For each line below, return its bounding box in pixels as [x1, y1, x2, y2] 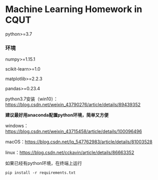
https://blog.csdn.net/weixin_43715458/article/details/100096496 [5, 129, 142, 135]
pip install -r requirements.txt [5, 170, 76, 175]
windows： [5, 123, 29, 129]
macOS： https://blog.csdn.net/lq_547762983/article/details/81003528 [5, 139, 153, 145]
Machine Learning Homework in [5, 4, 143, 15]
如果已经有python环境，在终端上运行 [5, 160, 82, 166]
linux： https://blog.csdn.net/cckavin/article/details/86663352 [5, 150, 134, 156]
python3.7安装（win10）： [5, 96, 58, 102]
